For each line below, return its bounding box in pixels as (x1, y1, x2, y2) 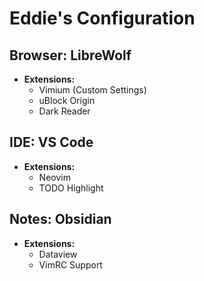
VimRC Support (38, 258, 103, 271)
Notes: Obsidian (9, 211, 112, 228)
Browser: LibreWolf (9, 47, 132, 64)
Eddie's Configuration (9, 7, 196, 30)
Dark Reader (38, 105, 91, 117)
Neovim (38, 171, 71, 183)
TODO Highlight (38, 182, 104, 194)
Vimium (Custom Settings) (38, 84, 147, 96)
